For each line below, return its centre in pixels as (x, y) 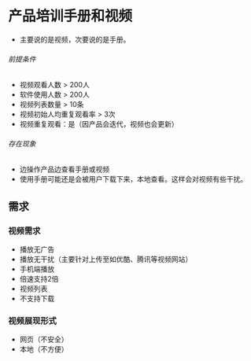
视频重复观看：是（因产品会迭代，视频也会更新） (99, 124)
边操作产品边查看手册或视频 (65, 169)
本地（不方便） (44, 349)
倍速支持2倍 (39, 279)
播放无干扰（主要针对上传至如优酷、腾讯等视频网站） (106, 260)
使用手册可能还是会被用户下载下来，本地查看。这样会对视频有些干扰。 (133, 179)
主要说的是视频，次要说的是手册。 (75, 39)
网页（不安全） (44, 340)
